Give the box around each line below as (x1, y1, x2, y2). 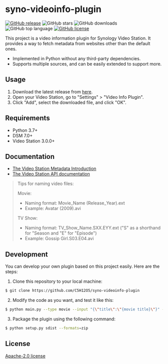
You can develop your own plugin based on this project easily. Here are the (5, 263, 160, 269)
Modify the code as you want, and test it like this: (12, 297, 114, 303)
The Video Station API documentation (12, 171, 90, 177)
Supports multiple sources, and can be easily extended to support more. (12, 61, 162, 67)
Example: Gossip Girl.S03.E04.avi (24, 236, 94, 242)
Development (5, 250, 48, 259)
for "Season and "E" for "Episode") (24, 230, 97, 236)
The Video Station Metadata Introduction (12, 165, 96, 171)
